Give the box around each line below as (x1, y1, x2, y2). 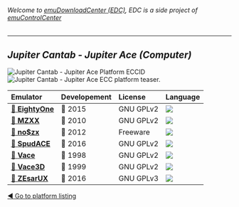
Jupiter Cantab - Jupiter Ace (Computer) (7, 48, 192, 60)
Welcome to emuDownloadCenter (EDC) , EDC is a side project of (7, 6, 198, 14)
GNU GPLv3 (118, 174, 159, 184)
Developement (60, 92, 112, 102)
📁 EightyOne (11, 104, 55, 114)
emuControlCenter (7, 13, 62, 21)
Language (165, 92, 201, 102)
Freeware (118, 127, 151, 137)
